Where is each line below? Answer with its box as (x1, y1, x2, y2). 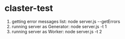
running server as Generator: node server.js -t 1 (11, 23, 107, 29)
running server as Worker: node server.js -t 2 (11, 29, 102, 34)
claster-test (4, 3, 53, 14)
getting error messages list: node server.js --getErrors (11, 19, 120, 24)
